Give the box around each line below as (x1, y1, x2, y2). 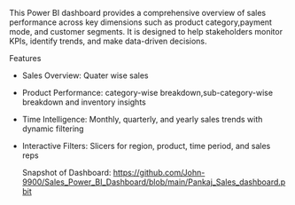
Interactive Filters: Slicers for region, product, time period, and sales (21, 141, 271, 151)
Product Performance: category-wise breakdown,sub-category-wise (21, 88, 273, 98)
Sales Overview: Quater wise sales (21, 70, 149, 81)
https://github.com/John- (113, 168, 206, 177)
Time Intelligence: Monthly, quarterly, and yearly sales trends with (21, 114, 263, 124)
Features (9, 53, 42, 63)
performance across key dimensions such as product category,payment (9, 17, 273, 28)
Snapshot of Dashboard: (21, 168, 112, 177)
